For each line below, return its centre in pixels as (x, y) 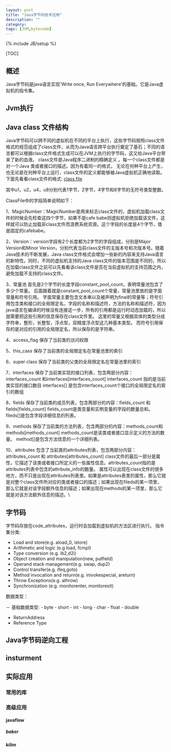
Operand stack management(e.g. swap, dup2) (61, 564)
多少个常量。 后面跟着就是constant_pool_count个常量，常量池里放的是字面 (84, 291)
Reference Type (30, 623)
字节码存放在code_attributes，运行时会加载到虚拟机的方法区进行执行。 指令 (85, 525)
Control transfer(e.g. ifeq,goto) (45, 569)
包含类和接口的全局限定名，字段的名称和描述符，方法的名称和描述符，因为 (88, 304)
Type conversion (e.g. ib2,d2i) (45, 553)
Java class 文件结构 (37, 127)
